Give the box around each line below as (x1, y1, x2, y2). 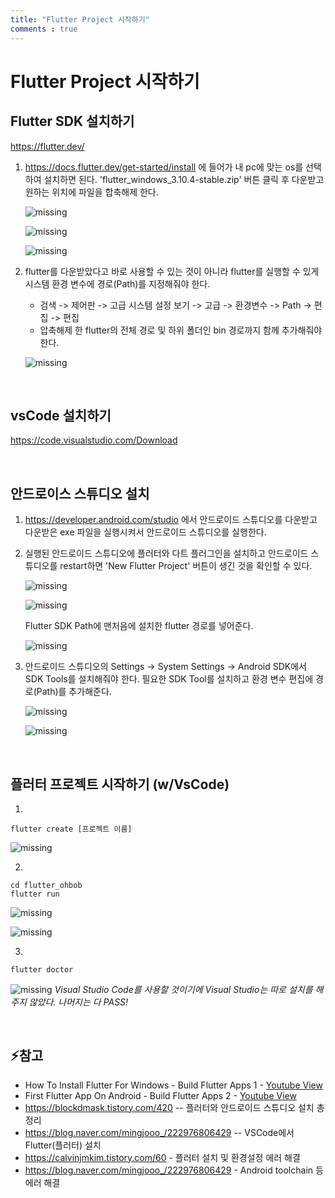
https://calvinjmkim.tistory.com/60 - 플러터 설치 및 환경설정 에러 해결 (24, 1151, 301, 1163)
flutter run (10, 889, 60, 899)
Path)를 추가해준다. (36, 686, 112, 698)
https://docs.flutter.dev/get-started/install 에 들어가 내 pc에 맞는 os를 (24, 161, 304, 173)
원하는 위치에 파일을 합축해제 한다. (24, 186, 159, 198)
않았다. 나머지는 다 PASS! (28, 996, 129, 1008)
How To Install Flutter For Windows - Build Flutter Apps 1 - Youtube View (24, 1079, 323, 1091)
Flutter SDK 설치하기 (10, 113, 135, 130)
